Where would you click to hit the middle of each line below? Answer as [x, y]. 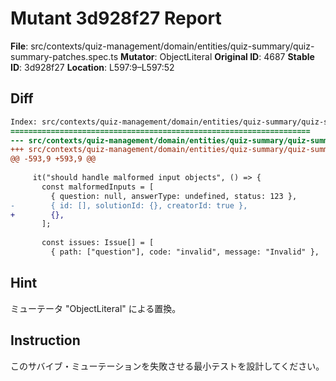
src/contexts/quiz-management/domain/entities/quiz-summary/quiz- [172, 46]
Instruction [45, 340]
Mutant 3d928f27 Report [116, 18]
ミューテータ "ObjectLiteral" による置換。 [96, 308]
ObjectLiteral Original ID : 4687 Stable [237, 56]
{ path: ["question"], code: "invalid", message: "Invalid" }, [185, 252]
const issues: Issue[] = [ [98, 243]
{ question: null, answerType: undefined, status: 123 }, [174, 196]
